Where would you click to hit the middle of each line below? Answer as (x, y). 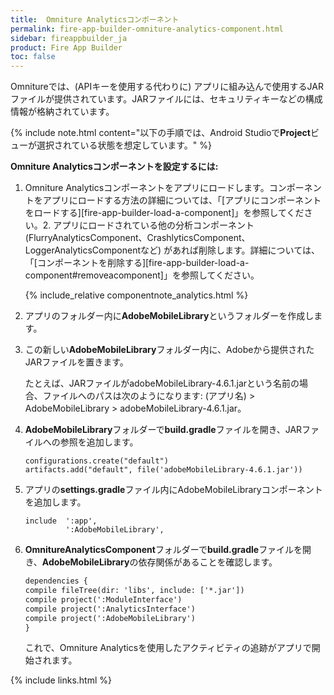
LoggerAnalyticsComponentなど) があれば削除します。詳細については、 (172, 250)
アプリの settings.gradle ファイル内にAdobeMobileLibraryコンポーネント (173, 490)
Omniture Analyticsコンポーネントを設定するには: (114, 167)
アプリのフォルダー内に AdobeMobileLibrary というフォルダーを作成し (169, 316)
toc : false (33, 57)
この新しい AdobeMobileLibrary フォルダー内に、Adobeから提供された (169, 350)
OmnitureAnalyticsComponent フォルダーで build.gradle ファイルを (163, 550)
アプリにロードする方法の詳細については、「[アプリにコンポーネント (182, 200)
